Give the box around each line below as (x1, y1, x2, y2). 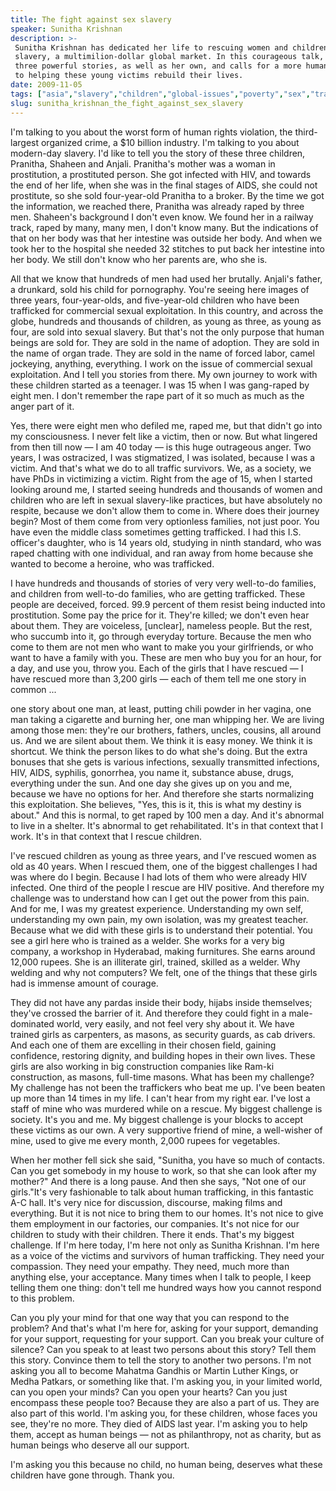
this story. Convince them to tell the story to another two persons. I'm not (10, 1354, 312, 1366)
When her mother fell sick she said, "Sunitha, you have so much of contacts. (10, 1154, 325, 1166)
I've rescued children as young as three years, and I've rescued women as (10, 849, 317, 861)
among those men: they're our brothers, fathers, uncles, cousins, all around (10, 724, 322, 736)
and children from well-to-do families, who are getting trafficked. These (10, 587, 306, 600)
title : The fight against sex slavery (10, 14, 172, 25)
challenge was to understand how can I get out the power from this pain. (10, 892, 310, 904)
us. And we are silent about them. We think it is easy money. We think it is (10, 734, 313, 746)
